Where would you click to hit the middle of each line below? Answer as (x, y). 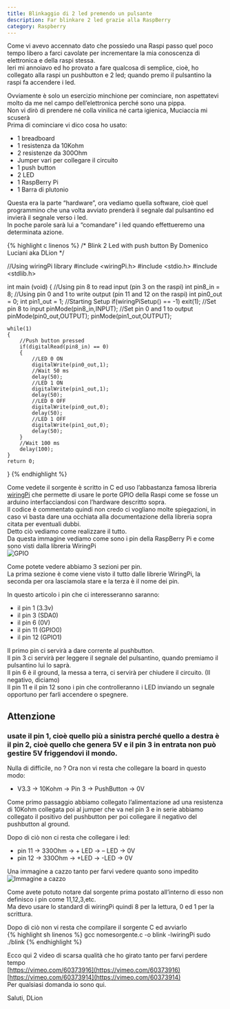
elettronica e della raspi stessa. (51, 61)
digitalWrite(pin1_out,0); (71, 425)
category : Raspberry (37, 26)
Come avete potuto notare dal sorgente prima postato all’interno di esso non (115, 892)
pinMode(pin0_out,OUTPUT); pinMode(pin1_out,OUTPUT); (90, 316)
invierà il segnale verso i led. (48, 218)
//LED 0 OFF (49, 401)
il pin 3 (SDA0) (38, 615)
